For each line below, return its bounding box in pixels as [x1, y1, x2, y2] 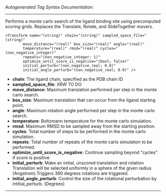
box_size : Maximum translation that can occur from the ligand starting [12, 97, 156, 103]
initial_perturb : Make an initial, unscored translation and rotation [12, 160, 144, 165]
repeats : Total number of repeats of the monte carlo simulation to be [12, 139, 152, 145]
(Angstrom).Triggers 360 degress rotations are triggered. [12, 170, 129, 176]
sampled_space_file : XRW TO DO [12, 81, 82, 87]
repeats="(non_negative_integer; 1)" [23, 55, 100, 60]
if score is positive [12, 155, 50, 161]
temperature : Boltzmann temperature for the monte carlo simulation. [12, 118, 153, 124]
